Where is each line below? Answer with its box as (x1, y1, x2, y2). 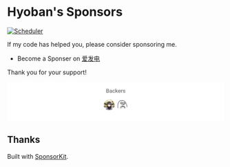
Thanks (7, 134, 41, 146)
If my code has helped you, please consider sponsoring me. (7, 40, 178, 48)
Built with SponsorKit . (7, 152, 69, 160)
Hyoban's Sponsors (7, 4, 123, 20)
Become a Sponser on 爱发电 (17, 54, 101, 63)
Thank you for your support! (7, 68, 87, 76)
